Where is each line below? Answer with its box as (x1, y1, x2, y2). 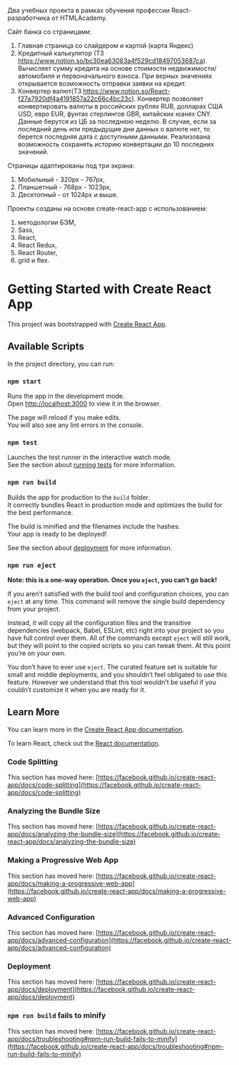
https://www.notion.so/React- (83, 87, 171, 95)
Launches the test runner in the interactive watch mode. (7, 453, 173, 461)
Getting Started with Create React (7, 281, 212, 297)
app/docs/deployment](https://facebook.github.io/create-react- (7, 985, 195, 994)
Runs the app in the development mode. (7, 392, 125, 401)
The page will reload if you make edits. (7, 414, 121, 422)
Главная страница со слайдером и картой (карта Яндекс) (17, 41, 194, 49)
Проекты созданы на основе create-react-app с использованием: (7, 204, 208, 213)
